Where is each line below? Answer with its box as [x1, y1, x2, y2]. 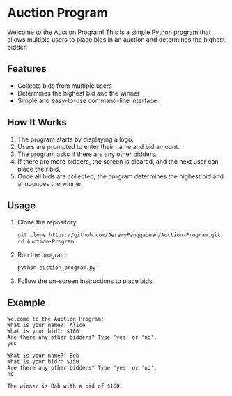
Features [7, 63, 47, 75]
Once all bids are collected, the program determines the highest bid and [17, 172, 224, 181]
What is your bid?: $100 [7, 328, 79, 335]
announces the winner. [17, 179, 84, 188]
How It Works [7, 116, 68, 128]
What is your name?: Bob [7, 352, 79, 359]
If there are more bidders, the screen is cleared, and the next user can [17, 157, 219, 165]
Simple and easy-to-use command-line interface [17, 96, 157, 105]
